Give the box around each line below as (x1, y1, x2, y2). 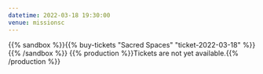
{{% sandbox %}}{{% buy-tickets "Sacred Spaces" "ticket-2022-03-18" (8, 40, 241, 49)
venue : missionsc (8, 19, 65, 26)
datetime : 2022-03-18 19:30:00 (8, 11, 111, 19)
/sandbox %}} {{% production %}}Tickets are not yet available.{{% (22, 48, 239, 58)
